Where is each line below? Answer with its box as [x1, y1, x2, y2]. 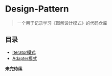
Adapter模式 [12, 55, 38, 61]
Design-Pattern [5, 3, 69, 15]
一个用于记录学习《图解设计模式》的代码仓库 [17, 20, 108, 26]
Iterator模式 [12, 49, 36, 55]
